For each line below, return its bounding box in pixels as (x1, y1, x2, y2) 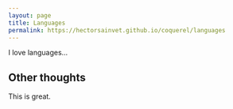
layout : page (8, 11, 52, 20)
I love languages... (8, 48, 68, 58)
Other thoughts (8, 70, 86, 84)
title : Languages (8, 19, 66, 27)
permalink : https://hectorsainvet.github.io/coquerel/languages (8, 26, 226, 34)
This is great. (8, 92, 52, 101)
